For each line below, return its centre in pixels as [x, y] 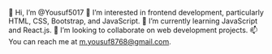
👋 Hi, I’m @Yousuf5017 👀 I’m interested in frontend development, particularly [136, 12]
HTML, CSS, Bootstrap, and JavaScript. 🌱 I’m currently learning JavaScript [133, 21]
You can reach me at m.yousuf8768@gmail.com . [90, 42]
